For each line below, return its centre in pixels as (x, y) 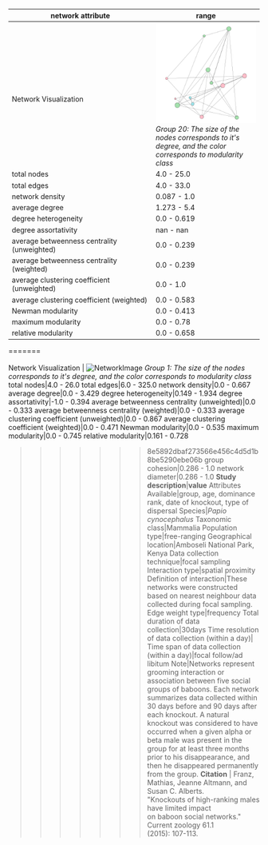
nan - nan (172, 229)
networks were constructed (192, 587)
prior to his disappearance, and (199, 757)
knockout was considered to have (203, 723)
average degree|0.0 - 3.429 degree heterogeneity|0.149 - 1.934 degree (126, 393)
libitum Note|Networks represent (201, 664)
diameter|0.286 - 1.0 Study (192, 476)
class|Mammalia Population (192, 528)
